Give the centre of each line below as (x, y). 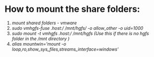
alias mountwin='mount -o (39, 44)
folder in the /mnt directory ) (41, 39)
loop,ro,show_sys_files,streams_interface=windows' (65, 49)
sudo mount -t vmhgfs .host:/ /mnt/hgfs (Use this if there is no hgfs (80, 33)
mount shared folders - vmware (44, 23)
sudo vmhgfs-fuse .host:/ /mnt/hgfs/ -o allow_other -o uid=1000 (77, 28)
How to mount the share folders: (72, 9)
